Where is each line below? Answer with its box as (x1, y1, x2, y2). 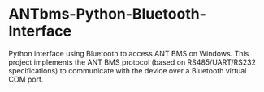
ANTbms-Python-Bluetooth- (8, 5, 207, 23)
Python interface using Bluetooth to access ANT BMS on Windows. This (8, 48, 249, 58)
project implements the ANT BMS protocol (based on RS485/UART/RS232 (8, 57, 257, 67)
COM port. (8, 74, 44, 84)
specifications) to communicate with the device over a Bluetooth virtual (8, 65, 247, 75)
